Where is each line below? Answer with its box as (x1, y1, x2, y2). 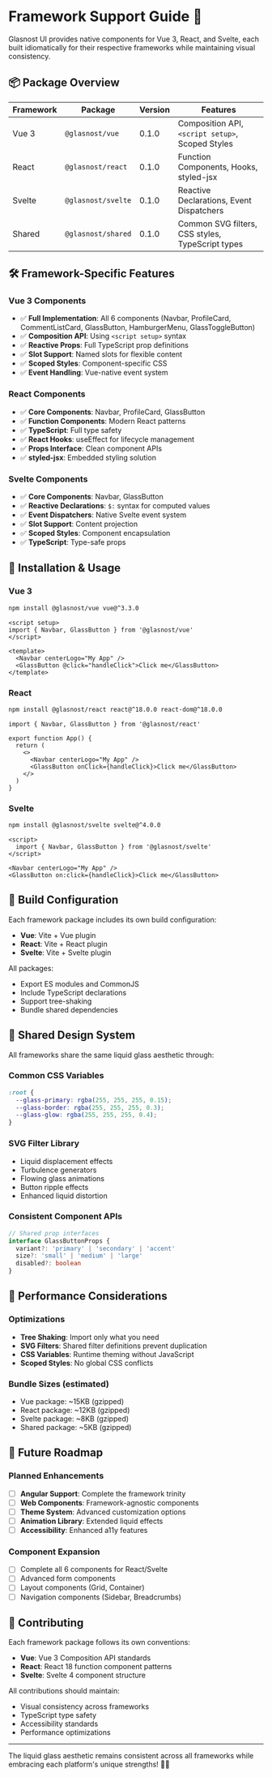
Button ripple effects (19, 1182, 89, 1192)
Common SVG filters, (177, 218, 257, 229)
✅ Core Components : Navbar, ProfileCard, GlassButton (19, 407, 206, 417)
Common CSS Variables (8, 1070, 104, 1081)
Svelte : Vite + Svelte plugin (19, 948, 112, 957)
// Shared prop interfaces (8, 1229, 100, 1237)
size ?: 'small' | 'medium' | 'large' (15, 1252, 143, 1260)
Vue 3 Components (8, 295, 87, 306)
